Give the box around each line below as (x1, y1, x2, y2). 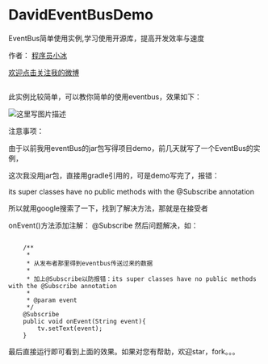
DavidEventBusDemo (8, 6, 154, 24)
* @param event (26, 296, 78, 304)
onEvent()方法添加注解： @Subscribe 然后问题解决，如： (8, 220, 199, 230)
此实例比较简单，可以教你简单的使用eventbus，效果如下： (8, 91, 202, 102)
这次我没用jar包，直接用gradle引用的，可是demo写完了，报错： (8, 170, 220, 180)
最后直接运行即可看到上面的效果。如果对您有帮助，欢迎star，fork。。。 (8, 346, 240, 356)
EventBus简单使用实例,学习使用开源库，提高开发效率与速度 (8, 33, 204, 43)
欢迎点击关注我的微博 (8, 67, 79, 77)
